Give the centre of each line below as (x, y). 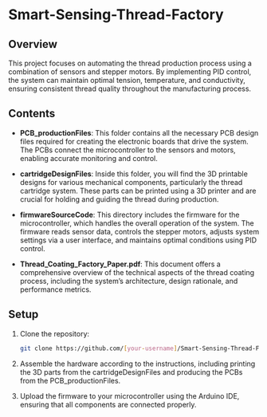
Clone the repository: (55, 333)
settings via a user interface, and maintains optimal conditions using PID (138, 240)
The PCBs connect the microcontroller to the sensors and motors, (128, 150)
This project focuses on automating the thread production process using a (130, 63)
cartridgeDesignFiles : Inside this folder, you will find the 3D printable (134, 174)
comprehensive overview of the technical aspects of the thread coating (137, 272)
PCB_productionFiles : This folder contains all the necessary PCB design (139, 132)
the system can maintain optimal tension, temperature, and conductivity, (127, 80)
